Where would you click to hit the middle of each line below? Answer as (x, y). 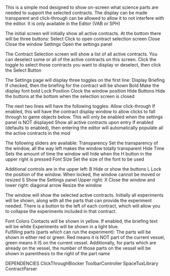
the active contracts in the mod (38, 133)
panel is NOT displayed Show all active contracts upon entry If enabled (79, 122)
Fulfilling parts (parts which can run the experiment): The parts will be (78, 232)
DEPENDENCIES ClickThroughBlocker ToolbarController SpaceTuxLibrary (82, 263)
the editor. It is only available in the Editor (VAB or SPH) (63, 23)
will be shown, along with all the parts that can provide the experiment (79, 201)
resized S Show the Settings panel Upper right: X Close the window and (80, 180)
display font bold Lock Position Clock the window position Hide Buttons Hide (85, 91)
